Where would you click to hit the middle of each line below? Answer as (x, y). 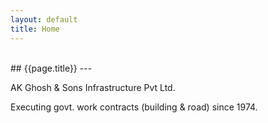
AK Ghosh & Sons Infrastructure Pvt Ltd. (93, 87)
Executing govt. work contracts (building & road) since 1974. (134, 107)
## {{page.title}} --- (51, 68)
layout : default (44, 19)
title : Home (35, 29)
